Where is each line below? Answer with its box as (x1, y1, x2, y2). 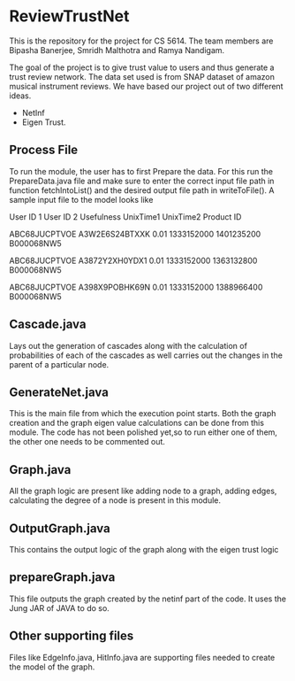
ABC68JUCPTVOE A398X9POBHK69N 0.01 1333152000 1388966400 (9, 282, 263, 292)
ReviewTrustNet (9, 6, 130, 27)
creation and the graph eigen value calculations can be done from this (9, 418, 265, 429)
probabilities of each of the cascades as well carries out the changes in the (9, 350, 283, 360)
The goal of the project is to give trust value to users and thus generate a (9, 62, 275, 73)
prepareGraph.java (9, 569, 116, 585)
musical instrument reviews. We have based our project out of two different (9, 81, 284, 91)
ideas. (9, 90, 32, 101)
